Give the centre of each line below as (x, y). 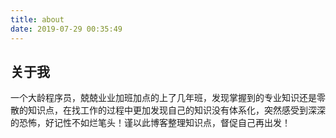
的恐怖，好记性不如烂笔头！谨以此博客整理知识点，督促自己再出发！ (150, 123)
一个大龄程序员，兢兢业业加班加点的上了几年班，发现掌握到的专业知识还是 (163, 98)
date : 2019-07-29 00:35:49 (66, 29)
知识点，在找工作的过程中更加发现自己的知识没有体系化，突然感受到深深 (176, 110)
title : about (37, 19)
